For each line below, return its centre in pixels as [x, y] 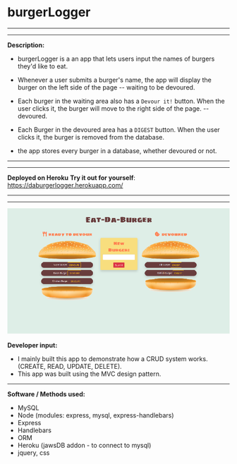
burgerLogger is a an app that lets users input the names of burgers [116, 59]
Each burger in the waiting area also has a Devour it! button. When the [121, 101]
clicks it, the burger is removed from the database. [91, 137]
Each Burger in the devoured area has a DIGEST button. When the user [119, 129]
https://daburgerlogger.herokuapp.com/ [65, 185]
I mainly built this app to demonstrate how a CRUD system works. [113, 359]
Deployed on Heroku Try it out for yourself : [72, 178]
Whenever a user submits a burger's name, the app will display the [114, 80]
